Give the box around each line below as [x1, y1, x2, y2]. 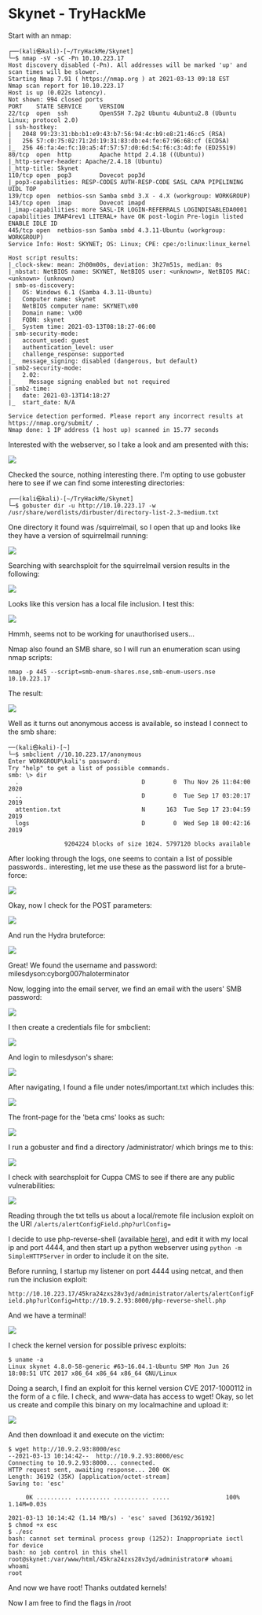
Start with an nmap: [8, 31, 72, 40]
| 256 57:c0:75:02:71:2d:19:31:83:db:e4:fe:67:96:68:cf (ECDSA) [8, 137, 230, 145]
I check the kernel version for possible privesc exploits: [8, 1340, 187, 1350]
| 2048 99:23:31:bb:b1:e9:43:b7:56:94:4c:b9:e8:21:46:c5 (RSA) [8, 130, 226, 138]
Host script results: [8, 253, 79, 262]
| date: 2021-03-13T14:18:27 [8, 391, 111, 400]
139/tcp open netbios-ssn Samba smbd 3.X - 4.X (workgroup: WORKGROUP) [8, 192, 251, 200]
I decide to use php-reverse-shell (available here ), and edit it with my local [8, 1234, 249, 1244]
